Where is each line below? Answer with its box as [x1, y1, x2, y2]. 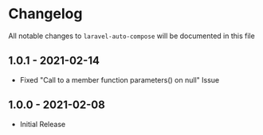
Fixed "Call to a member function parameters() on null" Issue [19, 75, 220, 84]
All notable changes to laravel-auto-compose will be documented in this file [8, 31, 255, 40]
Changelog [8, 5, 83, 23]
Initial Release [19, 119, 66, 129]
